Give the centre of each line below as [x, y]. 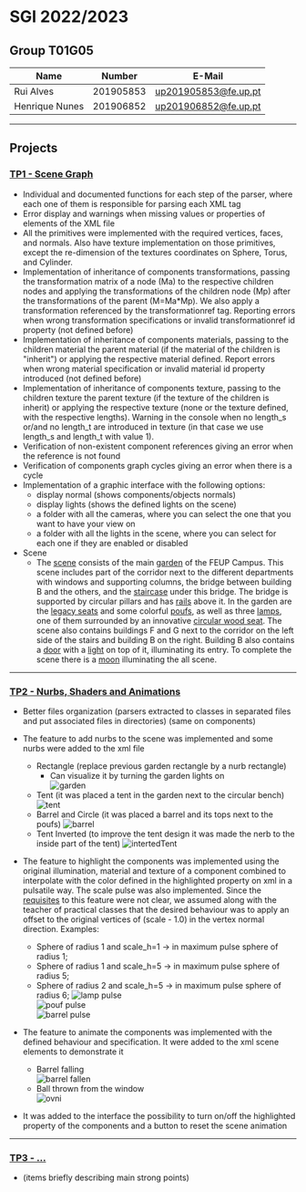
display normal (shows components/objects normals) [136, 494]
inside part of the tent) [78, 843]
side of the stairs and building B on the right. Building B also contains [165, 639]
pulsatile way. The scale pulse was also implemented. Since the [142, 890]
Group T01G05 [51, 51]
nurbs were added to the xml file [84, 748]
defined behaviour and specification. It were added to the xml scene [151, 1042]
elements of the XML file [69, 223]
